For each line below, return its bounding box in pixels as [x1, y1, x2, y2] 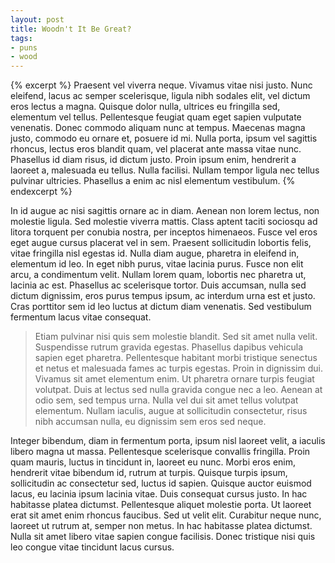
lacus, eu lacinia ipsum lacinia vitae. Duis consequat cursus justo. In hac [10, 488, 308, 500]
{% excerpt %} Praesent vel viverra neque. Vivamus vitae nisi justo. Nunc [10, 79, 313, 91]
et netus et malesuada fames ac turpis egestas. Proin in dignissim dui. [34, 362, 323, 375]
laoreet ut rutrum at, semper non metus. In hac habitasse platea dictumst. [10, 520, 313, 532]
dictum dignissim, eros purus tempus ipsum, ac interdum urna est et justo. [10, 290, 316, 302]
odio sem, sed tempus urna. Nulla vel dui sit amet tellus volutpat [34, 394, 299, 406]
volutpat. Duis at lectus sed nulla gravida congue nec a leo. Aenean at [34, 384, 323, 396]
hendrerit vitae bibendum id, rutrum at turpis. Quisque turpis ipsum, [10, 467, 288, 479]
